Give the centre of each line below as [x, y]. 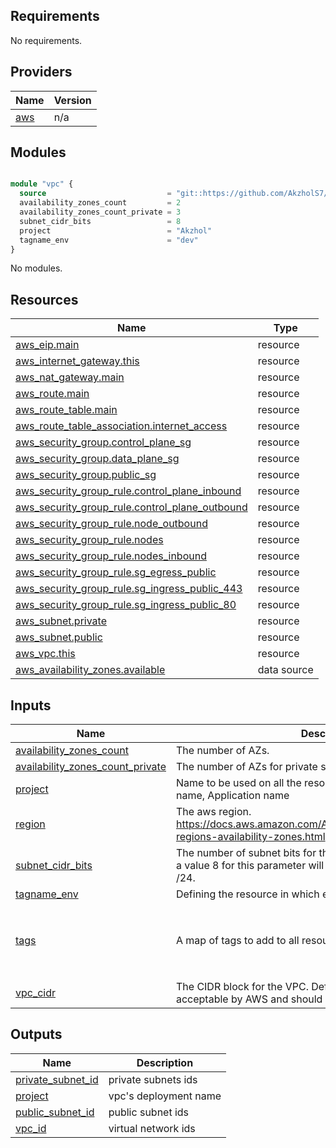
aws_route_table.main [66, 410]
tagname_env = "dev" [109, 240]
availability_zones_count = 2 [100, 203]
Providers [41, 72]
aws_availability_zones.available [90, 670]
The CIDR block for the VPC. [242, 987]
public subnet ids [149, 1112]
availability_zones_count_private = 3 [100, 212]
